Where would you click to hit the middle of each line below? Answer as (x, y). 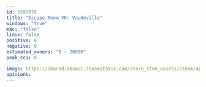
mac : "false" (23, 29)
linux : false (23, 35)
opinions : (19, 74)
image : (15, 69)
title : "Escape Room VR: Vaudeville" (55, 18)
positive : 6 (21, 40)
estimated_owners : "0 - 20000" (46, 52)
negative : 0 (21, 47)
